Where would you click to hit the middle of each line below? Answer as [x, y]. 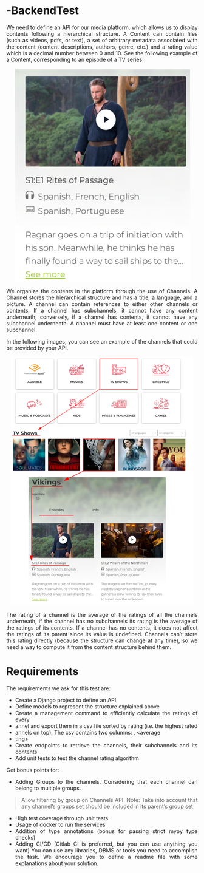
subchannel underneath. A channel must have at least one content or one [102, 323]
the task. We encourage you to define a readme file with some [106, 857]
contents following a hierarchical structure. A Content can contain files [102, 33]
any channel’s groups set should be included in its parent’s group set [107, 806]
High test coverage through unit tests [62, 818]
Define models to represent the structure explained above [87, 706]
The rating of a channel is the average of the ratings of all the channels [102, 614]
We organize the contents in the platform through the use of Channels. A [102, 291]
